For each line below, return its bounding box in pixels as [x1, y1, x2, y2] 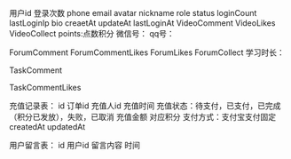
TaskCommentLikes [9, 83, 82, 92]
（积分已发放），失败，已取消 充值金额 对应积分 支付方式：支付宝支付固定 [9, 112, 277, 122]
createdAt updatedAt [9, 122, 86, 131]
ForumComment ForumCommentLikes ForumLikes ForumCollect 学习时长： [9, 47, 286, 58]
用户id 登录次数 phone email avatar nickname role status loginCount [9, 8, 257, 18]
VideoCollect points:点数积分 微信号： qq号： [9, 28, 175, 38]
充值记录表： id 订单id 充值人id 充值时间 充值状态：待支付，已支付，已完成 [9, 100, 281, 111]
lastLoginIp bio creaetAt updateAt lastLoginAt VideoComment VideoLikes [9, 18, 276, 28]
